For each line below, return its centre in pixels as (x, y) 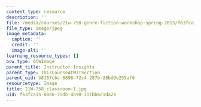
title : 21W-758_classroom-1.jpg (46, 89)
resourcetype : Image (32, 84)
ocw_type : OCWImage (31, 61)
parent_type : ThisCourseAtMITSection (53, 73)
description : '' (26, 17)
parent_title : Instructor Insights (51, 67)
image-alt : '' (29, 51)
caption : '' (27, 39)
